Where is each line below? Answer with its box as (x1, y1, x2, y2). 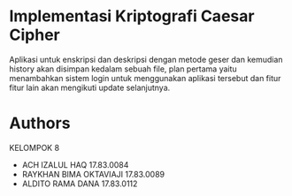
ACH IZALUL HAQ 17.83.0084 (21, 159, 129, 170)
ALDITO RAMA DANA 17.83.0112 (21, 178, 138, 189)
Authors (9, 113, 71, 133)
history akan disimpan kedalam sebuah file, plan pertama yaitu (9, 64, 237, 74)
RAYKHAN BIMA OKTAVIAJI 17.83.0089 (21, 169, 165, 179)
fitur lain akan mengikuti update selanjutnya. (9, 82, 171, 93)
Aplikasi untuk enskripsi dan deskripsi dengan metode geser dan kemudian (9, 54, 283, 64)
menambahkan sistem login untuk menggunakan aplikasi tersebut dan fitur (9, 72, 281, 83)
